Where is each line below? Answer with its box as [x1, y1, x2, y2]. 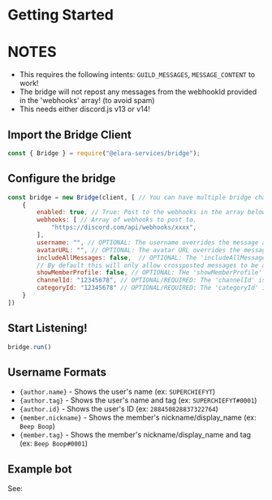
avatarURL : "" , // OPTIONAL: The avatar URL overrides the [37, 246, 241, 254]
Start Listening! [7, 321, 88, 335]
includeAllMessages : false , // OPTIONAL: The [37, 253, 197, 261]
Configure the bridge [7, 172, 116, 186]
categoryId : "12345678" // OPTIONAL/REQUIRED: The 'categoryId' [37, 284, 259, 292]
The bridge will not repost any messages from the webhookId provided [19, 87, 257, 97]
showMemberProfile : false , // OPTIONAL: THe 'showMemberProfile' [37, 269, 263, 277]
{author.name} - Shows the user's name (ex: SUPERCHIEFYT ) [19, 387, 216, 397]
